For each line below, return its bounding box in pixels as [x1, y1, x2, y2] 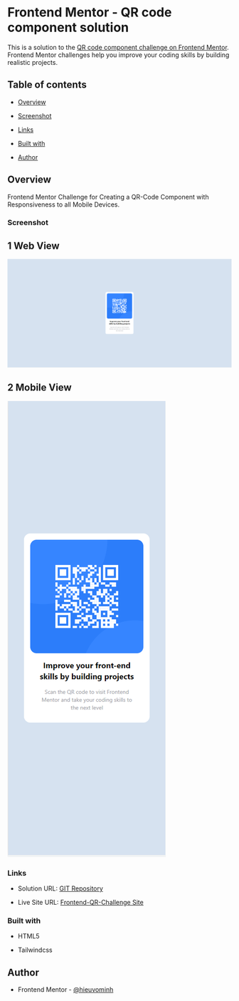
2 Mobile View [7, 382, 73, 394]
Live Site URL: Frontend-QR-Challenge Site [17, 898, 144, 907]
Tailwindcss [17, 945, 53, 955]
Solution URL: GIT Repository [17, 884, 103, 893]
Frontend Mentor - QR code [7, 4, 172, 21]
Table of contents [7, 79, 87, 91]
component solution [7, 19, 129, 36]
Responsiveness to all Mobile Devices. [7, 200, 119, 209]
